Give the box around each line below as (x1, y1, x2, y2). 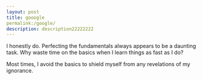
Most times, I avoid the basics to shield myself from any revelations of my (6, 61, 190, 68)
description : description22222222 (6, 25, 94, 32)
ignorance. (6, 67, 33, 75)
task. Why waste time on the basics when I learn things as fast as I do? (6, 49, 184, 56)
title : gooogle (6, 15, 45, 21)
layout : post (6, 8, 40, 15)
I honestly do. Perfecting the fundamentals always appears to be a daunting (6, 42, 197, 50)
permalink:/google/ (6, 20, 56, 26)
